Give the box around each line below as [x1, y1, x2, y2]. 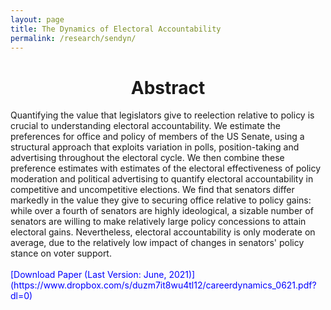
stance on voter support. [10, 247, 112, 260]
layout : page [10, 14, 65, 25]
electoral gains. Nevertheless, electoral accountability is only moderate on [10, 226, 316, 238]
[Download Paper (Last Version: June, [10, 269, 167, 281]
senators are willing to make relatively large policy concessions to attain [10, 216, 307, 228]
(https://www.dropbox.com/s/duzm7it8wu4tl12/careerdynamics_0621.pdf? [10, 279, 317, 291]
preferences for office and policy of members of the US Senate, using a [10, 131, 305, 143]
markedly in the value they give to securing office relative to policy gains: [10, 194, 312, 206]
